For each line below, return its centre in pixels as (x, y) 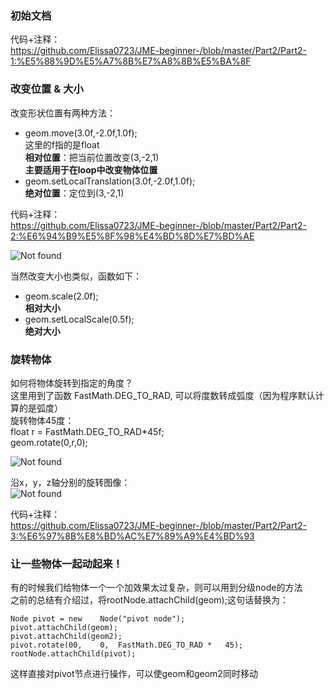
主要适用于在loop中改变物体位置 (91, 169)
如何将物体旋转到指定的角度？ (71, 383)
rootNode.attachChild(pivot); (73, 654)
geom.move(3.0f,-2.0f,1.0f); (81, 133)
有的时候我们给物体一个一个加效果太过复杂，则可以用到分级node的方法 (156, 588)
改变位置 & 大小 (47, 89)
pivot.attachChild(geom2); (66, 637)
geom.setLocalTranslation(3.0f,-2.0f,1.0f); (110, 181)
